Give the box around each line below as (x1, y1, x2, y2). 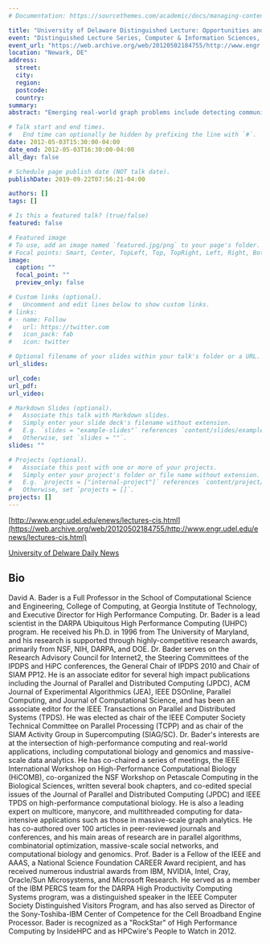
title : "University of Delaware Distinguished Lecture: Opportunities (8, 26, 250, 35)
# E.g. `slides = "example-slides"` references (8, 427, 178, 435)
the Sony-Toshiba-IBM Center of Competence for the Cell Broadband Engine (8, 909, 262, 918)
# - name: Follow (8, 315, 67, 324)
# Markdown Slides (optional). (8, 404, 113, 412)
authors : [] (8, 190, 48, 198)
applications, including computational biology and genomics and (8, 746, 222, 756)
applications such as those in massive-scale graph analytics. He (39, 814, 253, 825)
